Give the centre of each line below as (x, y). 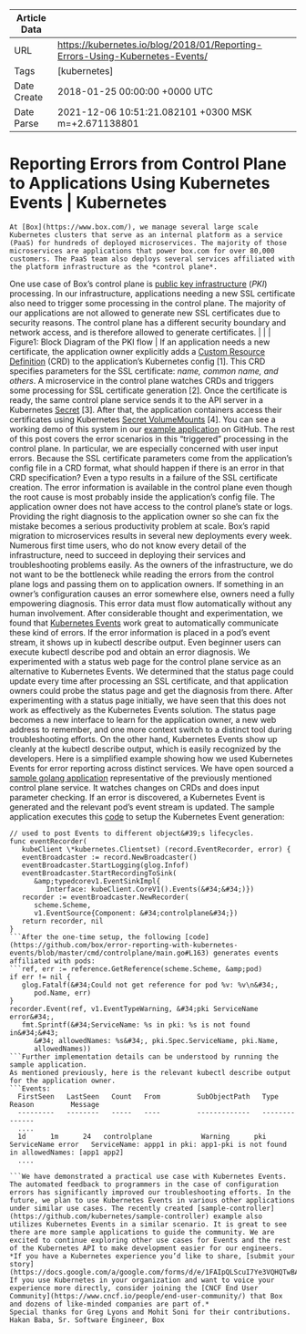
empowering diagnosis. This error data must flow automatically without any (151, 603)
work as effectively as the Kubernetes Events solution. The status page (143, 709)
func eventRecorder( (49, 841)
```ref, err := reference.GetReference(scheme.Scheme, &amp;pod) (136, 969)
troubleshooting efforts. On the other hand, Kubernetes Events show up (143, 739)
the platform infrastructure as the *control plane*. (114, 267)
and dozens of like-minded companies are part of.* (109, 1304)
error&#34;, (32, 1017)
